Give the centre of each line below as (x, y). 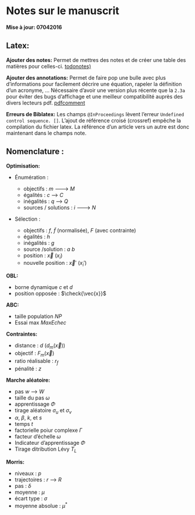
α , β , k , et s (28, 418)
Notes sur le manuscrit (63, 11)
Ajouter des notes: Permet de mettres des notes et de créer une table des (96, 60)
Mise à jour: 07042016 (34, 27)
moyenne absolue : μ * (41, 505)
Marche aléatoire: (28, 380)
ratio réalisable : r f (36, 361)
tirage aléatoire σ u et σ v (43, 411)
